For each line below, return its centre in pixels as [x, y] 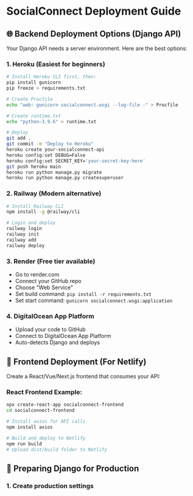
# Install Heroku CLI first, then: [51, 77]
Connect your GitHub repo [48, 281]
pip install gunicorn [34, 83]
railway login [24, 229]
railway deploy [26, 245]
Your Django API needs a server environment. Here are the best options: [97, 48]
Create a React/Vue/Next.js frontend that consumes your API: [83, 376]
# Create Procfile [30, 99]
